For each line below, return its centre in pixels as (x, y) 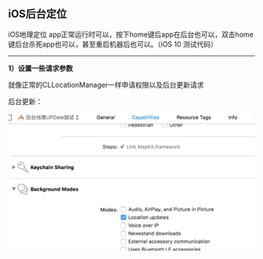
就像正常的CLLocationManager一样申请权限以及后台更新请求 (106, 85)
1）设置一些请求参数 (41, 68)
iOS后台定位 (38, 14)
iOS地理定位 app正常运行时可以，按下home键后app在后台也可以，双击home (131, 34)
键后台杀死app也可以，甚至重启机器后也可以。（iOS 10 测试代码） (113, 44)
